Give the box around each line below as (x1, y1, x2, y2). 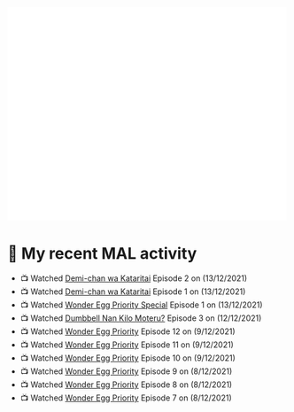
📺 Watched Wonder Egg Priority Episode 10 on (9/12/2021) (19, 353, 236, 363)
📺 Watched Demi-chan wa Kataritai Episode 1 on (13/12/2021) (19, 286, 246, 297)
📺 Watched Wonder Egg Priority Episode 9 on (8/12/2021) (19, 366, 233, 377)
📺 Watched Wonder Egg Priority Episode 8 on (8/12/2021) (19, 379, 233, 390)
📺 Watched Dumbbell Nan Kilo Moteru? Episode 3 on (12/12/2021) (19, 313, 262, 323)
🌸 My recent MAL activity (7, 243, 197, 263)
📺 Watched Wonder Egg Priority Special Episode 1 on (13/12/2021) (19, 299, 263, 310)
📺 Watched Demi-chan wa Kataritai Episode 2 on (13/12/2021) (19, 273, 248, 284)
